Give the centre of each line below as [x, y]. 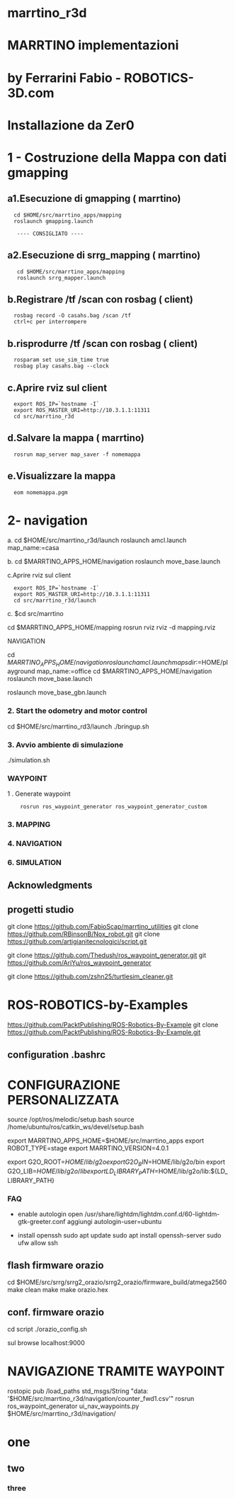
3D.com [31, 93]
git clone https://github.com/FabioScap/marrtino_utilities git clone [103, 927]
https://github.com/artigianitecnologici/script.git [77, 942]
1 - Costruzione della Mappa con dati [117, 158]
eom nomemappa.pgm [41, 492]
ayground [21, 671]
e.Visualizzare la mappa [62, 476]
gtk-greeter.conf [41, 1222]
